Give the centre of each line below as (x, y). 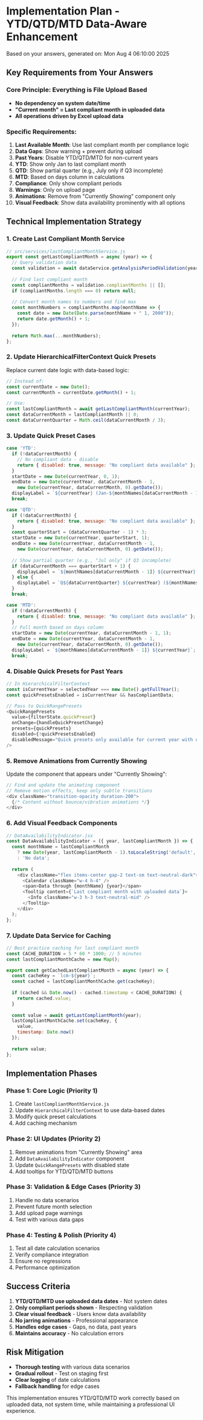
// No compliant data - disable (58, 459)
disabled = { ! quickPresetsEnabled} (54, 734)
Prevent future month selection (53, 1206)
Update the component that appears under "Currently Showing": (87, 774)
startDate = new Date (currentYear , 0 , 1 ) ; (66, 476)
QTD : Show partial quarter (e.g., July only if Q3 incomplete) (89, 170)
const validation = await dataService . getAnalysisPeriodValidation (98, 268)
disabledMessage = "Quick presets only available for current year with (102, 739)
